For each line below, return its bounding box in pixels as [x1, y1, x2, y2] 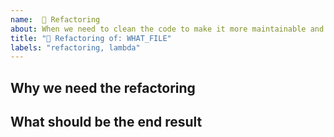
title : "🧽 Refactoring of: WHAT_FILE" [10, 33, 172, 43]
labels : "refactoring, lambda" [10, 42, 141, 53]
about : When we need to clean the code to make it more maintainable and [10, 24, 325, 34]
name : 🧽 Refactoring [10, 14, 101, 25]
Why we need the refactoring [10, 79, 196, 96]
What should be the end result [10, 114, 203, 131]
